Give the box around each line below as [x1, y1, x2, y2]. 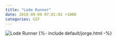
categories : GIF [5, 16, 40, 21]
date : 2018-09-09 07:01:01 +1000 [5, 12, 77, 17]
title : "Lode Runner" [5, 7, 52, 12]
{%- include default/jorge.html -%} [38, 30, 112, 36]
